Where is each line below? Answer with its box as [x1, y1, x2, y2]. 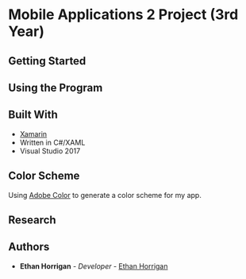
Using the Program [8, 81, 103, 95]
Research [8, 213, 57, 227]
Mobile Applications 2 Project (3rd [8, 6, 239, 24]
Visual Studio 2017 [19, 145, 81, 156]
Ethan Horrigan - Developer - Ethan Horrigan [19, 261, 168, 271]
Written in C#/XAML [19, 138, 86, 147]
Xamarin [19, 129, 48, 138]
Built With [8, 108, 58, 122]
